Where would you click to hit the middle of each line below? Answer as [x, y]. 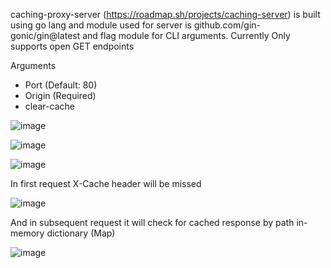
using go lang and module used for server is [101, 25]
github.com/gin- [227, 25]
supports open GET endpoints [72, 46]
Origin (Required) [60, 95]
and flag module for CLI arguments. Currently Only [186, 35]
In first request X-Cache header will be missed [106, 183]
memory [27, 233]
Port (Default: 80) [61, 85]
